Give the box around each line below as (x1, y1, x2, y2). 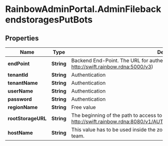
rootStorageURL (7, 115, 47, 122)
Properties (5, 34, 39, 42)
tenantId (7, 71, 28, 78)
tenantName (7, 80, 38, 86)
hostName (7, 130, 33, 136)
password (7, 96, 32, 103)
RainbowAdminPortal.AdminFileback (5, 3, 161, 15)
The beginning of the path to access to (71, 112, 162, 119)
